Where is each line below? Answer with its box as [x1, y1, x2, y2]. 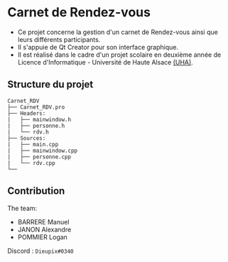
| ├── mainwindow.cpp [7, 147, 78, 154]
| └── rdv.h [7, 129, 50, 136]
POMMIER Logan [17, 232, 67, 241]
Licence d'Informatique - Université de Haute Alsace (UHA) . [17, 58, 193, 66]
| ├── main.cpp [7, 141, 59, 148]
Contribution [7, 185, 65, 197]
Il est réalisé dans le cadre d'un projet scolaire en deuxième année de [17, 50, 222, 59]
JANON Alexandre [17, 225, 72, 234]
